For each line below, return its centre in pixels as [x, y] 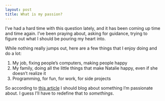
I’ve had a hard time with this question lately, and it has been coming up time [83, 28]
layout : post [18, 10]
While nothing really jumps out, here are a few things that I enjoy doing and [81, 48]
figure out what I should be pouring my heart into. [55, 38]
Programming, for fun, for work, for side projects [62, 78]
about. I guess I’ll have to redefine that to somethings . [60, 93]
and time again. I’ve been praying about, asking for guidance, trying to [76, 33]
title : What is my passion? [34, 14]
